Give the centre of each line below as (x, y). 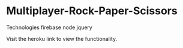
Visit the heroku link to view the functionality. (62, 39)
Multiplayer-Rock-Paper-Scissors (92, 11)
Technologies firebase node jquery (49, 27)
